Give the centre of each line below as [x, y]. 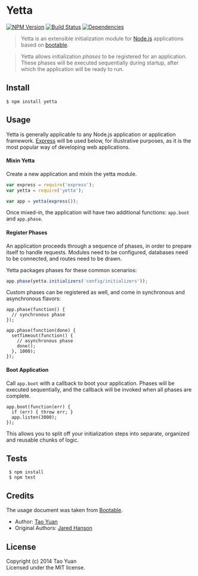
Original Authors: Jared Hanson [53, 528]
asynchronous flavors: [34, 298]
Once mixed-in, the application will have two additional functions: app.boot [98, 212]
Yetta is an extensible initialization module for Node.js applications [102, 38]
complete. [18, 396]
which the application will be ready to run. [72, 69]
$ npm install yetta [32, 101]
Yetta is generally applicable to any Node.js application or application [91, 134]
